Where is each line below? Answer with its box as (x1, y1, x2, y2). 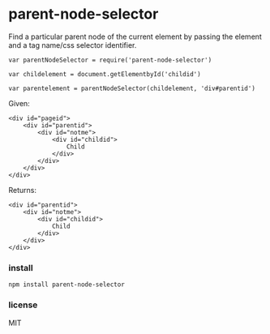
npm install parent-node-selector (8, 280, 126, 289)
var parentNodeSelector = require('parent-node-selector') (8, 56, 212, 64)
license (8, 299, 38, 310)
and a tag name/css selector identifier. (8, 40, 137, 49)
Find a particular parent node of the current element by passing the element (8, 32, 262, 41)
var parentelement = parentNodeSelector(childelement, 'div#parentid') (8, 84, 255, 92)
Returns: (8, 185, 37, 195)
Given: (8, 98, 30, 108)
